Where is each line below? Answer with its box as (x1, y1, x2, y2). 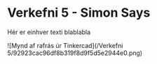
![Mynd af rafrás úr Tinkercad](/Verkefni (7, 41, 123, 49)
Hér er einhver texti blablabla (7, 28, 91, 36)
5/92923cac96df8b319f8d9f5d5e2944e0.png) (7, 49, 142, 57)
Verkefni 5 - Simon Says (7, 5, 151, 21)
